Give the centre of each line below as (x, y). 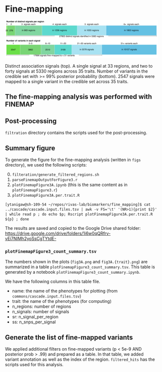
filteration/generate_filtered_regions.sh (56, 175)
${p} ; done (17, 219)
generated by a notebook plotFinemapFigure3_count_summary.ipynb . (73, 272)
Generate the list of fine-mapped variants (69, 337)
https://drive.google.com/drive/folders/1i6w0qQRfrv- (58, 233)
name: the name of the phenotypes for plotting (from (65, 291)
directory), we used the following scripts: (46, 165)
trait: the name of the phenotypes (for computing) (62, 301)
